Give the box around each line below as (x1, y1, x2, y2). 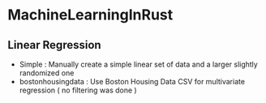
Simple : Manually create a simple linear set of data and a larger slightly (19, 59, 259, 69)
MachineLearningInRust (7, 6, 174, 24)
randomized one (19, 68, 75, 78)
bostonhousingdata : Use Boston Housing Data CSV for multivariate (19, 77, 245, 86)
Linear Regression (7, 38, 102, 52)
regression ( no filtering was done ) (19, 85, 137, 95)
